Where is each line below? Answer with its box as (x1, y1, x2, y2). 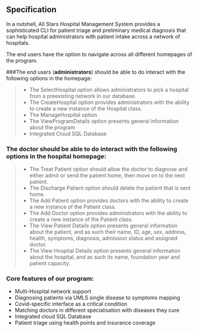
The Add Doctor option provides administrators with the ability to (29, 210, 187, 217)
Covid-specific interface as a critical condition (14, 301, 128, 308)
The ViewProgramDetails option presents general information (29, 118, 179, 125)
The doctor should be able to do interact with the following (6, 145, 177, 153)
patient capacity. (29, 260, 71, 267)
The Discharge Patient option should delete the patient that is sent (29, 184, 191, 191)
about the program (29, 123, 76, 131)
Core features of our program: (6, 275, 95, 283)
